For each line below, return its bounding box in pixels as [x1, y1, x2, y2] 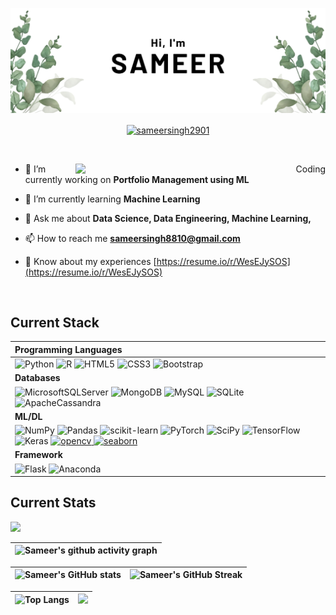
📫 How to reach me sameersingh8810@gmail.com [24, 232, 241, 244]
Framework [14, 449, 63, 461]
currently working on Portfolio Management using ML [24, 173, 250, 185]
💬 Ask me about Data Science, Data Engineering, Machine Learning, [24, 212, 312, 224]
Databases [14, 372, 61, 384]
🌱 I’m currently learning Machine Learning [24, 193, 201, 205]
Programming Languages [14, 343, 123, 355]
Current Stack [10, 314, 100, 331]
